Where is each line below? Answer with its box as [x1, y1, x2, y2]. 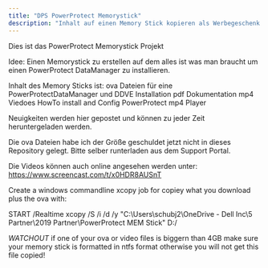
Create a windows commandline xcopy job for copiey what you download [8, 185, 251, 194]
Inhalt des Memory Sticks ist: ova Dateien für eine [8, 81, 173, 90]
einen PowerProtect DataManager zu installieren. [8, 65, 170, 74]
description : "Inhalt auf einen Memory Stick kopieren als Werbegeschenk [8, 19, 261, 27]
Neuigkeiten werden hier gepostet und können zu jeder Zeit [8, 113, 205, 122]
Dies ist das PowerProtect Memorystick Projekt [8, 41, 164, 50]
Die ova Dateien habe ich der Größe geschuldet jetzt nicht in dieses [8, 137, 231, 146]
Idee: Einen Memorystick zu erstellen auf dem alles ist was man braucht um [8, 57, 258, 66]
